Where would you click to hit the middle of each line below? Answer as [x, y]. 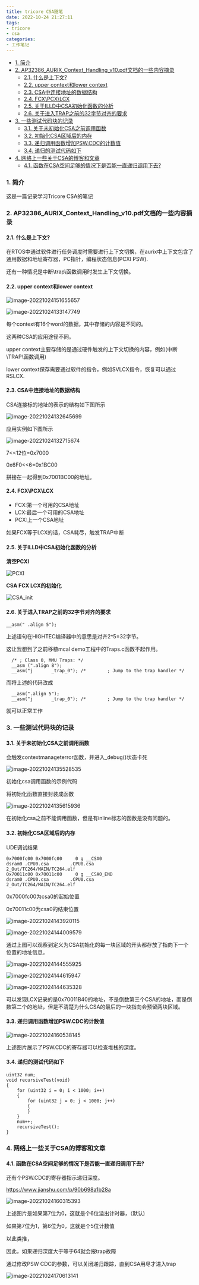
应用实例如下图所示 [30, 429]
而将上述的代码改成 [30, 683]
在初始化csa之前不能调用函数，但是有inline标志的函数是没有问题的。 [90, 818]
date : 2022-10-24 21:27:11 [40, 17]
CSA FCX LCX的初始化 [34, 585]
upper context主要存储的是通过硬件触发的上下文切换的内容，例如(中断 [92, 349]
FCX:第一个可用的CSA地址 [47, 505]
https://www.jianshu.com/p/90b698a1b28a [59, 1190]
